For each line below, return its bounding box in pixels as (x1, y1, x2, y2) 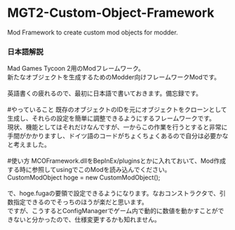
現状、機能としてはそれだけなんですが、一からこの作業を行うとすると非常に (7, 123, 228, 131)
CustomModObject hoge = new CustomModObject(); (7, 173, 161, 182)
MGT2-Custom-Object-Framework (7, 5, 215, 21)
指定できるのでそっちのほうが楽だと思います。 (13, 198, 149, 206)
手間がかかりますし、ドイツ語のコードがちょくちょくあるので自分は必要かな (7, 132, 229, 140)
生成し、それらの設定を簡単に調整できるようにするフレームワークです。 (7, 114, 216, 123)
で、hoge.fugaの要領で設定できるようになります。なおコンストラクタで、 (7, 189, 220, 198)
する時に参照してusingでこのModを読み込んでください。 (7, 165, 171, 174)
